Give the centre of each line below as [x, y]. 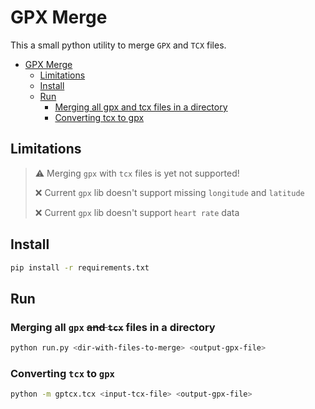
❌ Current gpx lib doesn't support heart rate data [137, 212]
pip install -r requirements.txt [80, 267]
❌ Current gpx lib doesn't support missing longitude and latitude [169, 192]
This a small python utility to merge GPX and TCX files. [118, 45]
